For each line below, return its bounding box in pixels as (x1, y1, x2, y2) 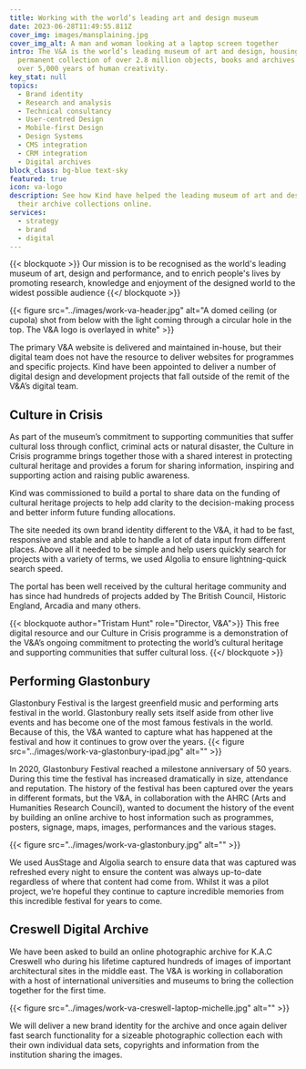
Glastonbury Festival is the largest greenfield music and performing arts (9, 697, 280, 708)
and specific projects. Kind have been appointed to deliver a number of (9, 361, 277, 372)
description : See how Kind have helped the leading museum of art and (9, 191, 283, 200)
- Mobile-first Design (17, 124, 104, 133)
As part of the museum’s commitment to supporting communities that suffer (9, 432, 294, 443)
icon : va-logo (9, 183, 64, 192)
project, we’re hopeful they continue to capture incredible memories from (9, 886, 285, 897)
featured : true (9, 174, 67, 183)
